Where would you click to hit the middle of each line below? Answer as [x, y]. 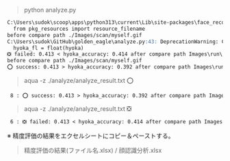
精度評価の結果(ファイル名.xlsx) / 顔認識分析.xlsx [93, 150]
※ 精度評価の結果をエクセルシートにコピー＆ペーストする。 [91, 136]
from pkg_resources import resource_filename [79, 29]
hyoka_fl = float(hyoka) [49, 48]
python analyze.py [50, 10]
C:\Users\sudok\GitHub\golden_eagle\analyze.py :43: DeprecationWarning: [113, 41]
